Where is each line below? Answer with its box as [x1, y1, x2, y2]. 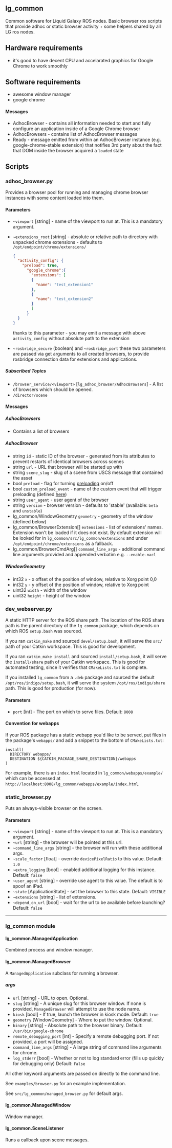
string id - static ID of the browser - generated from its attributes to [12, 453, 155, 460]
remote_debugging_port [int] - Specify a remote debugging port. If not [12, 1033, 159, 1039]
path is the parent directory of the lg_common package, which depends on [5, 623, 160, 629]
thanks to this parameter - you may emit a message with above [12, 329, 146, 336]
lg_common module [5, 923, 55, 930]
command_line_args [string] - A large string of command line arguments [12, 1044, 162, 1050]
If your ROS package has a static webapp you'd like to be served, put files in [5, 732, 166, 738]
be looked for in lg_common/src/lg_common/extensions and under [12, 535, 148, 541]
